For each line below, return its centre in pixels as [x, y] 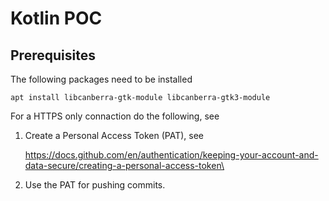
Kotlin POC [56, 18]
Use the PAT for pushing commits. [95, 185]
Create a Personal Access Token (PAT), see [114, 135]
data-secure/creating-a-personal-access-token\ [124, 165]
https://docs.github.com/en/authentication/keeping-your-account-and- [171, 155]
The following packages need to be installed [101, 79]
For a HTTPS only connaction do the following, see [115, 116]
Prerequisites [53, 55]
